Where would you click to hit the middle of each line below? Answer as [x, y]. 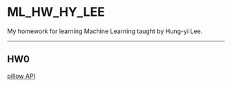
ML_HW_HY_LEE [56, 12]
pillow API [21, 76]
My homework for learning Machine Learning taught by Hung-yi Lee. [105, 31]
